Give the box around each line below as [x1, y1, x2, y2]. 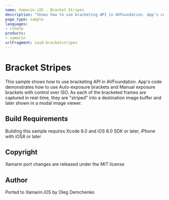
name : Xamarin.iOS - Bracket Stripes [5, 7, 84, 13]
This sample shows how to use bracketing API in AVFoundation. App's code [5, 79, 162, 85]
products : [5, 31, 26, 36]
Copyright [5, 148, 38, 156]
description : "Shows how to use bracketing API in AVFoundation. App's [5, 12, 158, 17]
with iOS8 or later [5, 133, 42, 139]
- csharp [5, 26, 24, 31]
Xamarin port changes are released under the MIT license [5, 161, 125, 167]
